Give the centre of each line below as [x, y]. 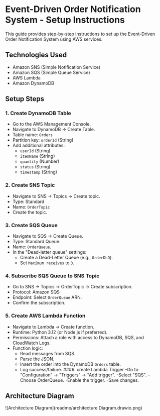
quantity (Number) [40, 161]
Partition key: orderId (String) [43, 140]
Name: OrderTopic [31, 206]
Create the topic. [30, 212]
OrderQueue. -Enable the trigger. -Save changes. [88, 380]
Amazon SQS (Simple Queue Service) [51, 72]
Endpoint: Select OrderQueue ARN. [47, 297]
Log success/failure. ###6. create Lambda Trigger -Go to [79, 369]
